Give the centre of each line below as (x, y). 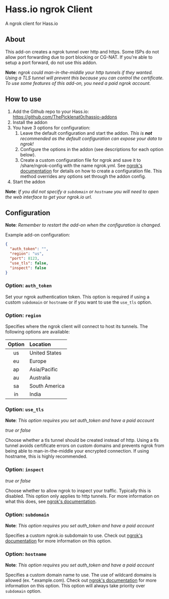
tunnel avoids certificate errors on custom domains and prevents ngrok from (85, 445)
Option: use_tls (25, 409)
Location (40, 344)
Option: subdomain (27, 515)
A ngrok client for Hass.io (32, 23)
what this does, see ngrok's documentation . (51, 501)
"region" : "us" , (27, 254)
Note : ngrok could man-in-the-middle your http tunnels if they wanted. (79, 72)
